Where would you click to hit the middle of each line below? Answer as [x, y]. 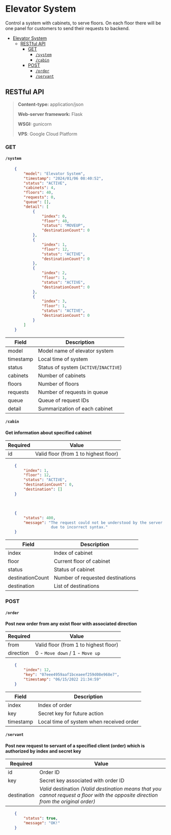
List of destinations [77, 586]
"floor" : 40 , [55, 221]
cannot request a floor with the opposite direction [99, 795]
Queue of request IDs [63, 400]
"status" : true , [41, 818]
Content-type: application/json [51, 104]
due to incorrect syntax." [79, 527]
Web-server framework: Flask [50, 114]
